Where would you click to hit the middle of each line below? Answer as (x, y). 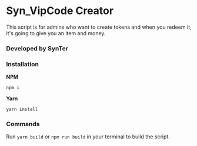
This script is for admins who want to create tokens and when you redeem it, (99, 27)
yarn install (22, 110)
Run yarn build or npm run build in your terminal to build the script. (88, 137)
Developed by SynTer (37, 48)
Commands (23, 124)
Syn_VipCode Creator (60, 11)
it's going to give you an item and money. (56, 33)
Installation (23, 64)
